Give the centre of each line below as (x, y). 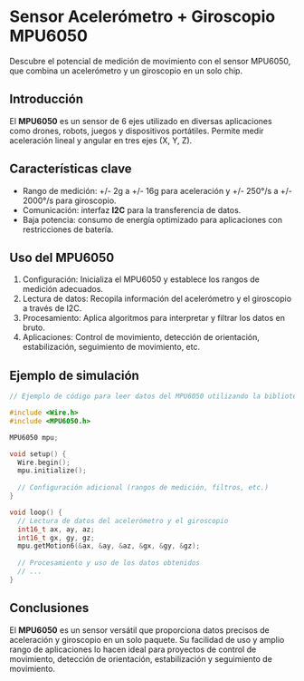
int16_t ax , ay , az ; (56, 529)
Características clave (71, 169)
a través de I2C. (52, 308)
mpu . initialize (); (52, 471)
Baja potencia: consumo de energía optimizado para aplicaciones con (152, 219)
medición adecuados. (63, 289)
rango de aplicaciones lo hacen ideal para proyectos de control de (133, 649)
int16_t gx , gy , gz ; (56, 538)
